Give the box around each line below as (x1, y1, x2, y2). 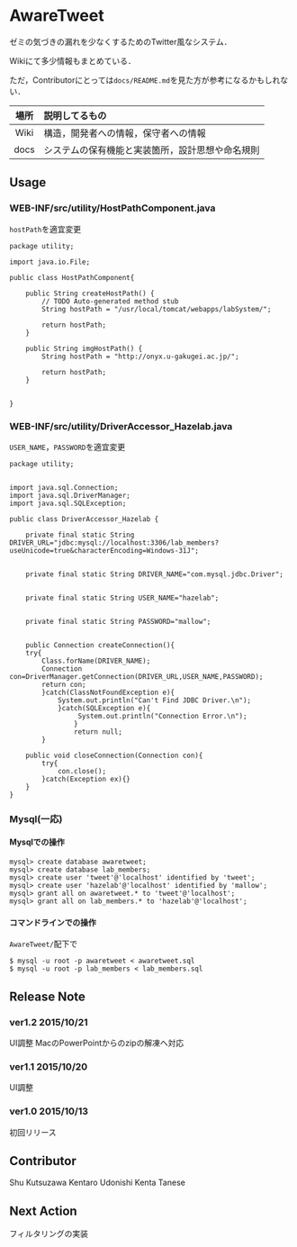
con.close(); (57, 766, 106, 775)
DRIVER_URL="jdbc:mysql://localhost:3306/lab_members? (9, 538, 220, 547)
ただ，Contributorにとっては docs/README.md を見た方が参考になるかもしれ (9, 74, 281, 86)
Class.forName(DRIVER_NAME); (41, 656, 151, 665)
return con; (41, 680, 87, 689)
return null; (73, 727, 123, 736)
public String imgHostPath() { (25, 344, 143, 353)
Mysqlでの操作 (9, 836, 66, 847)
